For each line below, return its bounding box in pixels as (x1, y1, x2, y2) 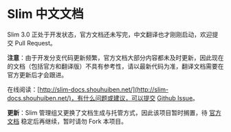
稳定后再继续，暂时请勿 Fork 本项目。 (20, 117, 128, 125)
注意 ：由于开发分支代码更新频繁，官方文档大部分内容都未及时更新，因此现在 (7, 53, 224, 62)
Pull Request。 (14, 38, 56, 47)
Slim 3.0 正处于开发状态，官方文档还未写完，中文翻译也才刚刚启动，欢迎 (7, 30, 212, 38)
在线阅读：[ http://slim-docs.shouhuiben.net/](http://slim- (7, 85, 169, 93)
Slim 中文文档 (7, 6, 84, 22)
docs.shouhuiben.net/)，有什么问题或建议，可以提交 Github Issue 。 (7, 93, 199, 102)
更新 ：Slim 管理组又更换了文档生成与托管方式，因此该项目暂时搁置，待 (7, 108, 208, 117)
